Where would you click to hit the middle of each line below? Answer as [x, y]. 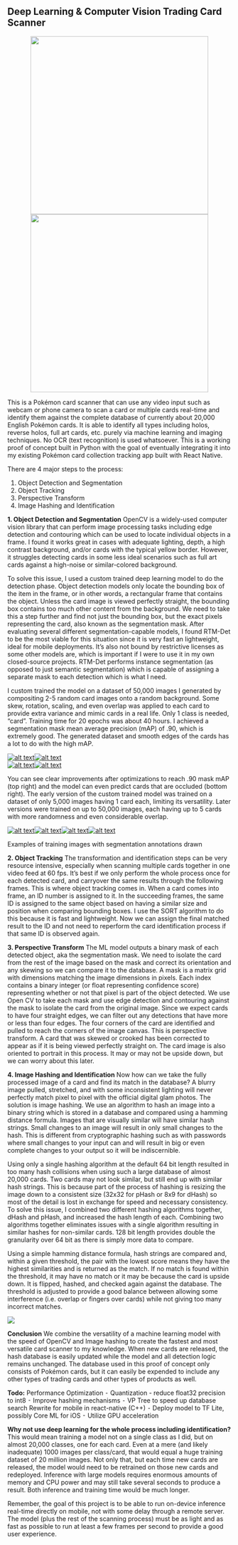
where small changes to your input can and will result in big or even [106, 1143]
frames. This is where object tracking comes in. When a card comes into [113, 888]
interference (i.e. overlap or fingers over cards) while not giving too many [115, 1299]
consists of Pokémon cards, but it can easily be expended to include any [114, 1371]
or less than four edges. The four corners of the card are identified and [111, 1023]
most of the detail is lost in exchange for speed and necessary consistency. [118, 1202]
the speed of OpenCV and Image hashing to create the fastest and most [113, 1341]
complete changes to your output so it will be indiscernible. [94, 1150]
